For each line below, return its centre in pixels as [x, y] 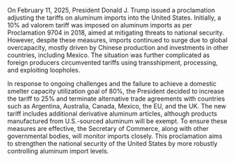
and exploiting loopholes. [44, 70]
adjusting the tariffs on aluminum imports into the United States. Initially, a [114, 18]
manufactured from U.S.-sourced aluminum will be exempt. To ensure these [117, 121]
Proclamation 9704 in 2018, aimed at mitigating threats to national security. [116, 32]
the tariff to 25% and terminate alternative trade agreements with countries [116, 99]
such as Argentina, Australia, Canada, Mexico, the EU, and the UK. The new [117, 106]
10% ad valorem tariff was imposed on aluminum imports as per [100, 25]
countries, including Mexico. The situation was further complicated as [108, 55]
